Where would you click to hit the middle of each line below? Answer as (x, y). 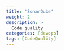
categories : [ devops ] (33, 33)
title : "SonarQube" (30, 11)
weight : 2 (18, 17)
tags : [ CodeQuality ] (31, 39)
